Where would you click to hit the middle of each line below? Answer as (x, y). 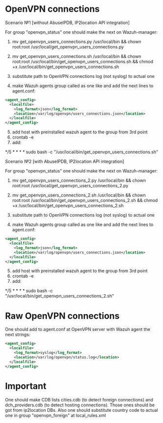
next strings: (18, 335)
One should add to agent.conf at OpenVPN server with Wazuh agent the (78, 329)
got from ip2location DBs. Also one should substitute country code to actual (81, 410)
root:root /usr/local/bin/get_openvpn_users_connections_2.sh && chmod (85, 200)
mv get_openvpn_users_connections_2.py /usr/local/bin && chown (79, 180)
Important (26, 386)
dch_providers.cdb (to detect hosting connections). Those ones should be (80, 405)
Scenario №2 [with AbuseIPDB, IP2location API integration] (65, 162)
